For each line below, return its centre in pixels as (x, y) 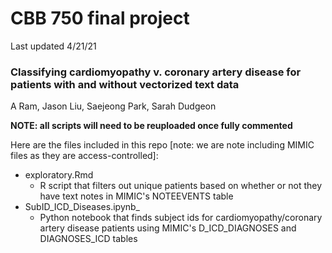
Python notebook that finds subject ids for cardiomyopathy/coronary (181, 218)
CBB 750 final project (100, 18)
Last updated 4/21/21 (53, 46)
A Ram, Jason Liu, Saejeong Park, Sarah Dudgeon (113, 106)
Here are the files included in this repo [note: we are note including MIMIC (162, 145)
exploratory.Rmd (59, 175)
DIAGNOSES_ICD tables (88, 239)
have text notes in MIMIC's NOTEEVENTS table (136, 196)
